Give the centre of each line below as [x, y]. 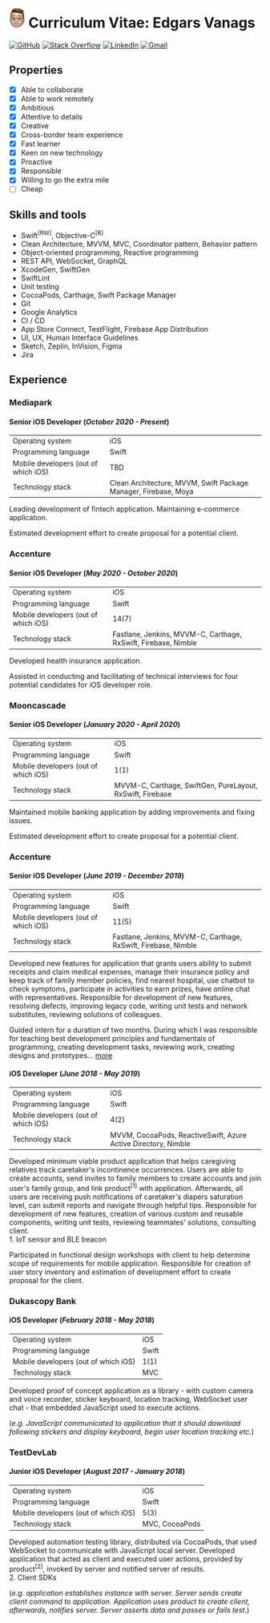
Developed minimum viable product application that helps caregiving [123, 1161]
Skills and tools [48, 214]
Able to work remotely [57, 99]
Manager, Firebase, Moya [151, 491]
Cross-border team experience [72, 135]
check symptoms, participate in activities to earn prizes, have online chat [130, 988]
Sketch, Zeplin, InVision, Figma [71, 346]
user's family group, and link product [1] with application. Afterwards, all [126, 1187]
